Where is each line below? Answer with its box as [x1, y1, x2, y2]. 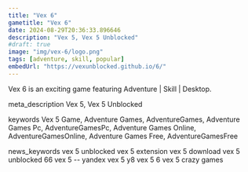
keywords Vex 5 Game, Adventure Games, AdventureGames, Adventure [8, 115, 241, 124]
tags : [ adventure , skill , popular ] [8, 56, 125, 64]
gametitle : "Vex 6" [8, 19, 72, 27]
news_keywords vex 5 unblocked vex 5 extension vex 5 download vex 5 [8, 146, 241, 156]
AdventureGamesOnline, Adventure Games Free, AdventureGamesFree [8, 131, 238, 141]
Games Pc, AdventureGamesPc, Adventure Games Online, [8, 123, 196, 132]
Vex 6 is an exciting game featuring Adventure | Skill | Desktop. [8, 84, 212, 93]
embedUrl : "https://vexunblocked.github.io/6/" [8, 63, 167, 71]
